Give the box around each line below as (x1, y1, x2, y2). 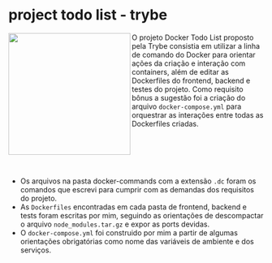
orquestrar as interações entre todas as (132, 110, 264, 119)
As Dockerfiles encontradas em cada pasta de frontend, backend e (19, 201, 248, 212)
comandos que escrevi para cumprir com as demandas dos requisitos (19, 184, 254, 194)
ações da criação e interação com (132, 58, 246, 68)
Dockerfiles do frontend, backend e (132, 75, 251, 85)
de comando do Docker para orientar (132, 50, 256, 59)
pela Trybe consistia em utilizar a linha (132, 41, 261, 50)
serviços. (19, 245, 51, 255)
